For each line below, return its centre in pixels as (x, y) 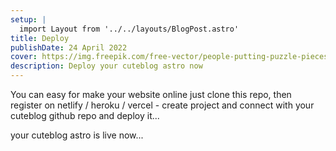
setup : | (28, 19)
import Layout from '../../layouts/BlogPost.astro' (129, 29)
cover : (24, 57)
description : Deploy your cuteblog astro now (106, 66)
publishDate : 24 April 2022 (69, 47)
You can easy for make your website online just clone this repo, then (151, 94)
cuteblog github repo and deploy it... (85, 115)
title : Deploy (40, 38)
